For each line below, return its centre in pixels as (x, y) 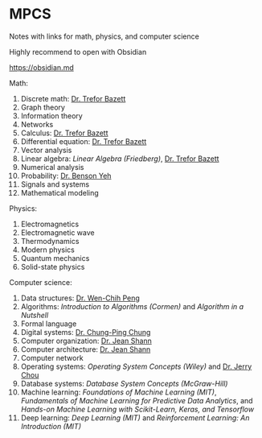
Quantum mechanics (55, 258)
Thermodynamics (50, 241)
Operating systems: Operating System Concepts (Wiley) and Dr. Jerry (136, 366)
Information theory (51, 116)
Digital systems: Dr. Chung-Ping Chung (86, 332)
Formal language (49, 324)
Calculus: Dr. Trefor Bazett (64, 133)
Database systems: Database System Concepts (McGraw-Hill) (124, 383)
